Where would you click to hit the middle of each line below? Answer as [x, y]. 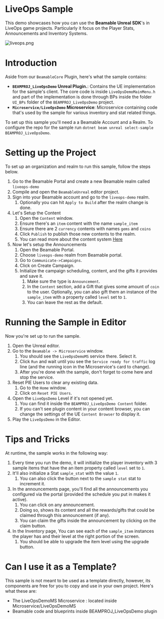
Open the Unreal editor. [36, 346]
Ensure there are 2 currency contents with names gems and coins [85, 228]
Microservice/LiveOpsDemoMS [44, 606]
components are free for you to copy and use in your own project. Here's [79, 586]
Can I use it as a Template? [61, 567]
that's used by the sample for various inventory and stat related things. [84, 112]
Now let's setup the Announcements [49, 244]
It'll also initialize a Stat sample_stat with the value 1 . [65, 473]
